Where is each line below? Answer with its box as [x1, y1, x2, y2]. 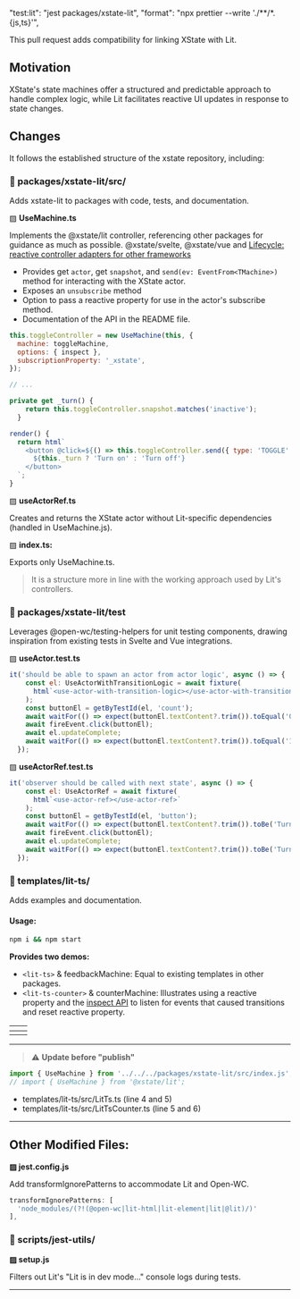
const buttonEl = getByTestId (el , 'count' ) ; [25, 704, 194, 713]
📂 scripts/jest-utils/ [9, 1234, 96, 1246]
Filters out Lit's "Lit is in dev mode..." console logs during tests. [9, 1271, 241, 1282]
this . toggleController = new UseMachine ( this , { [9, 331, 194, 340]
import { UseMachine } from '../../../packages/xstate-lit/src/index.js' [9, 1069, 290, 1078]
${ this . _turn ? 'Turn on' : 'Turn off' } [32, 454, 186, 463]
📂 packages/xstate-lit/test [9, 605, 127, 618]
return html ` [17, 437, 66, 446]
